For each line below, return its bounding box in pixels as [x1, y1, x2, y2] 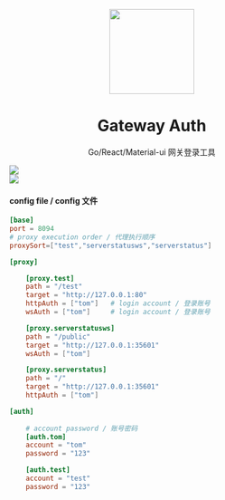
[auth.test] [25, 466, 70, 475]
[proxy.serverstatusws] [25, 323, 116, 332]
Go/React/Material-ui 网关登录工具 [88, 146, 216, 158]
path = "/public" [25, 332, 91, 341]
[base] [9, 216, 34, 226]
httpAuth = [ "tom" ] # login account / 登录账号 [25, 299, 211, 308]
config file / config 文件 [9, 195, 98, 206]
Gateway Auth [97, 116, 207, 136]
